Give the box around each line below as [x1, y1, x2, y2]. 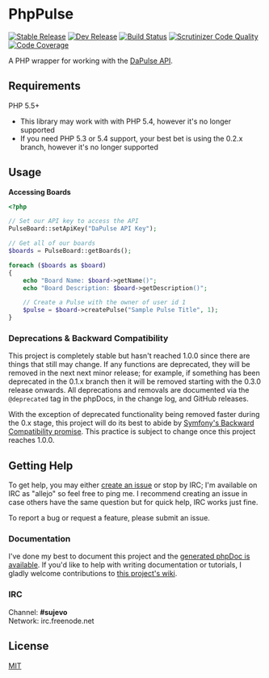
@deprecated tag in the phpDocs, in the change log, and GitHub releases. [8, 394, 249, 404]
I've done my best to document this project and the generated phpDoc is [8, 551, 250, 562]
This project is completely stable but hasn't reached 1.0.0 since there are [8, 351, 250, 360]
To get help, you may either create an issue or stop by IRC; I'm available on [8, 480, 258, 490]
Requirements [8, 79, 81, 93]
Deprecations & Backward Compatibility [8, 332, 169, 343]
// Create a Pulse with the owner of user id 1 [23, 298, 186, 307]
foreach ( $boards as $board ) [8, 261, 107, 269]
